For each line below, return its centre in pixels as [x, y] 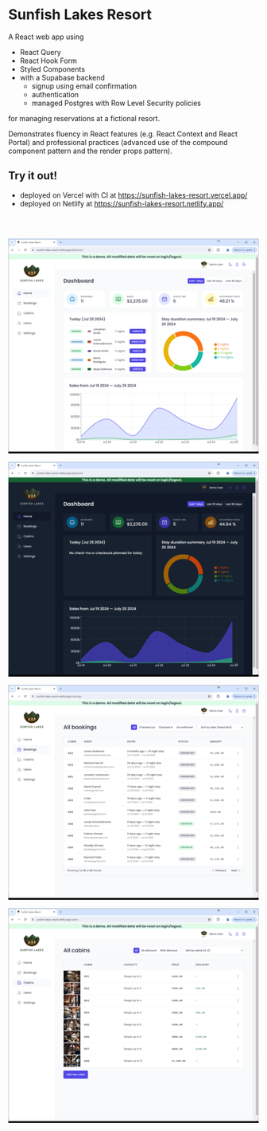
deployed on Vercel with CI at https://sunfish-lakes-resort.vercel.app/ [133, 195]
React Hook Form [48, 61]
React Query [40, 52]
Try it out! [33, 176]
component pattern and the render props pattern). [90, 151]
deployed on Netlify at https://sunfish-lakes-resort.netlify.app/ [122, 203]
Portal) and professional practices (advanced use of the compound [118, 142]
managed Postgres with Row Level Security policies [116, 103]
